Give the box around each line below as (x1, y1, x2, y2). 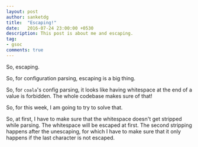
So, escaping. (6, 63, 40, 70)
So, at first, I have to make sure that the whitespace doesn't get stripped (6, 115, 182, 122)
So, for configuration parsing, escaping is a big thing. (6, 74, 136, 81)
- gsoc (6, 42, 22, 48)
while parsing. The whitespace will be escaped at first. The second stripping (6, 122, 192, 129)
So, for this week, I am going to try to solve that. (6, 104, 123, 111)
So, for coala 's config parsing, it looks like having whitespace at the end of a (6, 86, 193, 93)
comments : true (6, 47, 44, 53)
